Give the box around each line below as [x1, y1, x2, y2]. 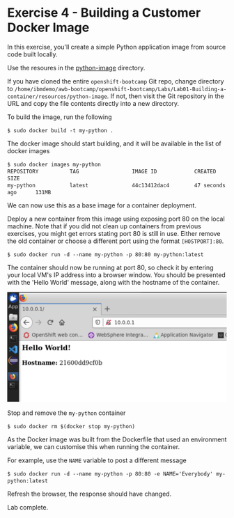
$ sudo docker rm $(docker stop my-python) [7, 423, 136, 430]
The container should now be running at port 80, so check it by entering [7, 263, 214, 272]
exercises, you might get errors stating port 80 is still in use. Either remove [7, 229, 221, 237]
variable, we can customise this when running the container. [7, 442, 180, 450]
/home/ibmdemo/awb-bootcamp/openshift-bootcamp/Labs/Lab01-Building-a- [14, 86, 227, 93]
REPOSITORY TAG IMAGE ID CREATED [7, 168, 217, 175]
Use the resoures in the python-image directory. [7, 63, 146, 72]
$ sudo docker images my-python [7, 161, 101, 168]
